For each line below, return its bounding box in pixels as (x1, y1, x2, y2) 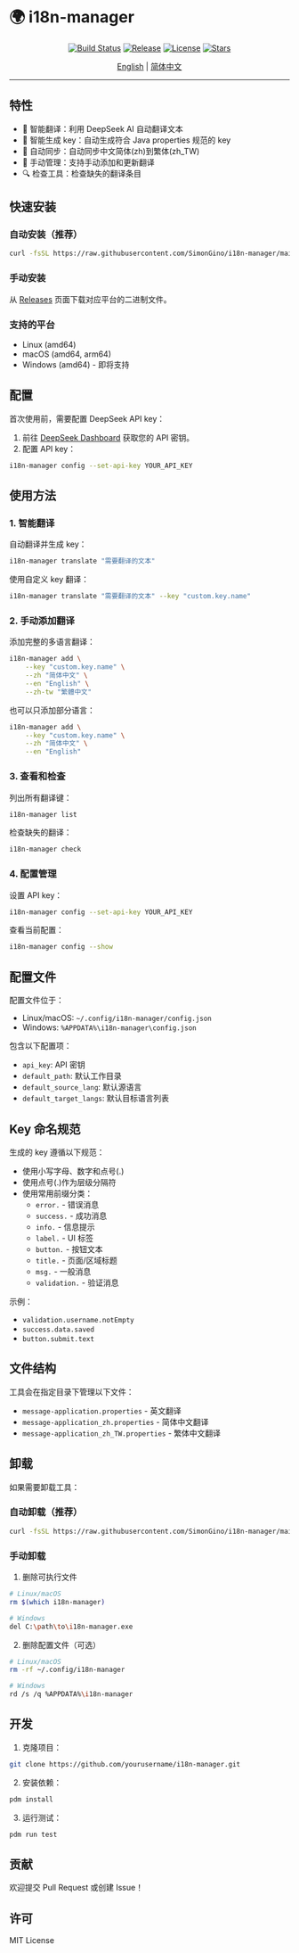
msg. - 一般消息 (35, 1265, 92, 1276)
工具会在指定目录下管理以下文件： (9, 1386, 134, 1397)
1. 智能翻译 (9, 516, 55, 529)
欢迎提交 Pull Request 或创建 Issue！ (9, 1883, 144, 1893)
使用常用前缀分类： (21, 1188, 93, 1199)
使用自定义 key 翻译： (9, 574, 90, 585)
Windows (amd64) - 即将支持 (21, 358, 130, 370)
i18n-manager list (9, 810, 77, 819)
